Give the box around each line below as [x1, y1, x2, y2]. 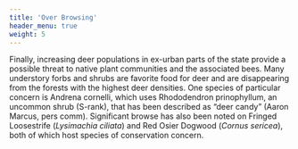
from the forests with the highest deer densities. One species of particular [9, 82, 281, 94]
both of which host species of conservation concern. [9, 130, 204, 141]
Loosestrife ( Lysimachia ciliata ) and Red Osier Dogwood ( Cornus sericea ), [9, 120, 284, 131]
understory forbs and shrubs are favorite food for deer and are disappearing [9, 73, 290, 84]
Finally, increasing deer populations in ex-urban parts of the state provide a [9, 54, 286, 65]
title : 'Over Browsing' [9, 12, 98, 22]
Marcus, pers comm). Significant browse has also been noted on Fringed [9, 111, 277, 121]
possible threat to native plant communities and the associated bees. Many [9, 63, 285, 74]
